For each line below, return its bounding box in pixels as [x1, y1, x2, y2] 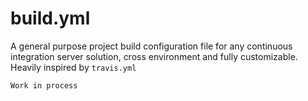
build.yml [10, 7, 91, 30]
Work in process [10, 80, 78, 91]
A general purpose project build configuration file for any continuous [10, 40, 293, 52]
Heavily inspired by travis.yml [10, 61, 137, 73]
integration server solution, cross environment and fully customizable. [10, 50, 298, 62]
